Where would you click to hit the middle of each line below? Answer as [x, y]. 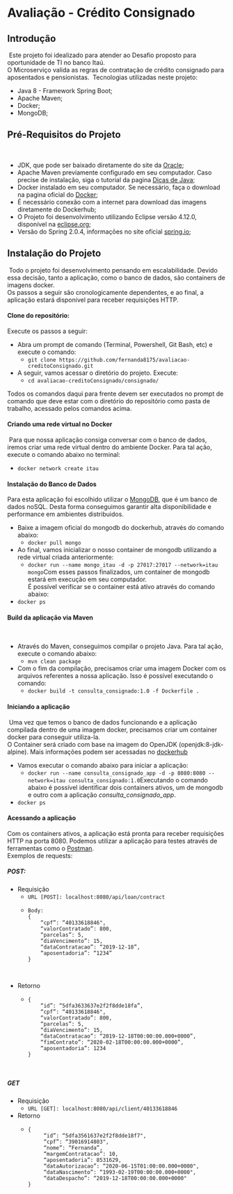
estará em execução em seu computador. [87, 579]
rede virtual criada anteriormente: [65, 557]
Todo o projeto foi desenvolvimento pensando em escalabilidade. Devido [113, 270]
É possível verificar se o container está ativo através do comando [121, 587]
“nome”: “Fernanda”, [73, 1148]
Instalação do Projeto [54, 253]
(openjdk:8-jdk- [201, 744]
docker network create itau [58, 469]
